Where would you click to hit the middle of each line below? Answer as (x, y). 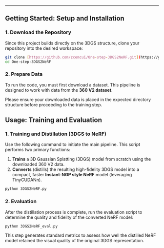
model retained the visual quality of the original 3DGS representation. (75, 241)
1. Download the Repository (38, 32)
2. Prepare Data (24, 74)
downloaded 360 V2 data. (38, 165)
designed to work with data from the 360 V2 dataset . (59, 90)
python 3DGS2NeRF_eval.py (31, 226)
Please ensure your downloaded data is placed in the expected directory (78, 99)
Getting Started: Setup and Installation (65, 18)
